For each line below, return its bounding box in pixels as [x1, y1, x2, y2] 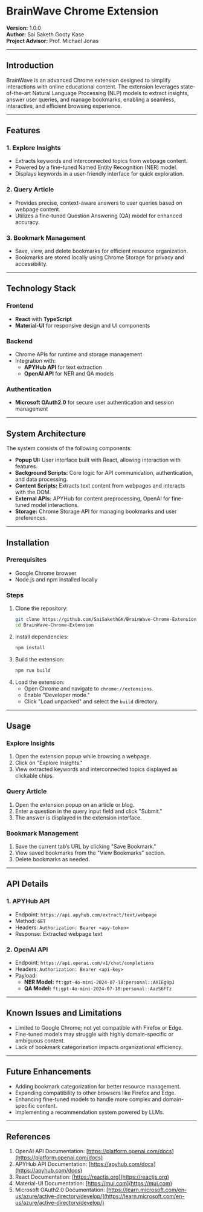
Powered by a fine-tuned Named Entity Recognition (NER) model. [14, 164, 178, 171]
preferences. [14, 514, 47, 522]
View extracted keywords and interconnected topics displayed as [14, 766, 178, 773]
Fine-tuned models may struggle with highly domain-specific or [14, 1030, 174, 1038]
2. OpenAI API [6, 945, 48, 953]
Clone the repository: [14, 604, 68, 612]
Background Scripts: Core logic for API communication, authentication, [14, 469, 193, 477]
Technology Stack [6, 283, 76, 294]
